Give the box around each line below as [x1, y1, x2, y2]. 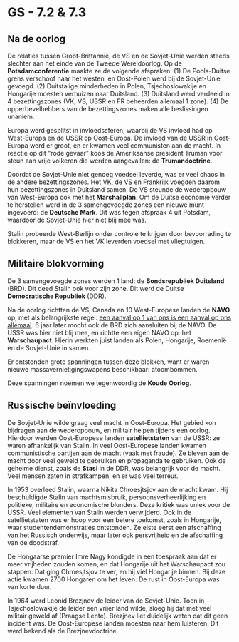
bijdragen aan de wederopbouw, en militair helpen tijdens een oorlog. [7, 426, 211, 434]
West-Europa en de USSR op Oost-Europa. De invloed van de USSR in [7, 133, 213, 142]
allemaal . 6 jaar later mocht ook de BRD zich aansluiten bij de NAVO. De [7, 320, 217, 329]
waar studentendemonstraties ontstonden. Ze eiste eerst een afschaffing [7, 523, 222, 531]
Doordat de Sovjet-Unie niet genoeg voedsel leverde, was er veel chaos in [7, 170, 225, 178]
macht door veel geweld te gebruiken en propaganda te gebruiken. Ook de [7, 456, 226, 464]
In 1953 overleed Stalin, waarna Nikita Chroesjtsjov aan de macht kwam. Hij [7, 485, 228, 494]
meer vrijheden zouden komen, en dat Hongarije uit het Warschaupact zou [7, 559, 226, 568]
